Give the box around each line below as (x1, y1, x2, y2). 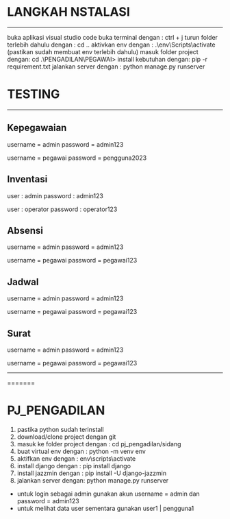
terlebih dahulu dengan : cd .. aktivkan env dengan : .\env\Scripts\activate (7, 40, 216, 49)
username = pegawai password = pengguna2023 (7, 154, 147, 162)
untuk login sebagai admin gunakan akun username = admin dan (16, 490, 200, 498)
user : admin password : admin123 (7, 191, 104, 200)
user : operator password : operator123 (7, 205, 118, 213)
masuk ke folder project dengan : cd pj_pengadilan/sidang (16, 439, 181, 448)
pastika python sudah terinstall (16, 425, 104, 433)
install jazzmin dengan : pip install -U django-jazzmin (16, 469, 166, 477)
